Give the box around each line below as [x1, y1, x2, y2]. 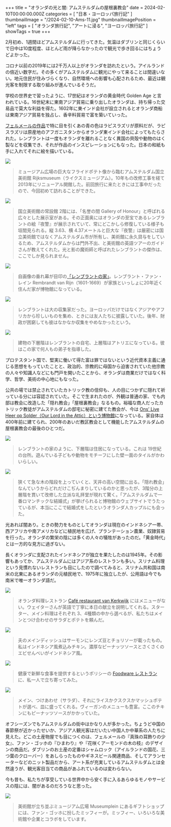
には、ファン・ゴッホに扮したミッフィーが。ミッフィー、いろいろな [17, 810, 160, 816]
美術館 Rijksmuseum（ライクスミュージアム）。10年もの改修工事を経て [17, 175, 165, 181]
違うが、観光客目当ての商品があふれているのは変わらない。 [9, 766, 135, 771]
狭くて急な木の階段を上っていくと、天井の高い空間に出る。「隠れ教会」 [17, 479, 165, 485]
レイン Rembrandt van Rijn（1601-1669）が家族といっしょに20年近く [17, 280, 163, 286]
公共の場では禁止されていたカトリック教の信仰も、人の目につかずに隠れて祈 [5, 387, 165, 393]
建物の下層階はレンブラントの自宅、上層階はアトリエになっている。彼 [17, 340, 165, 346]
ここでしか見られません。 [17, 253, 72, 259]
